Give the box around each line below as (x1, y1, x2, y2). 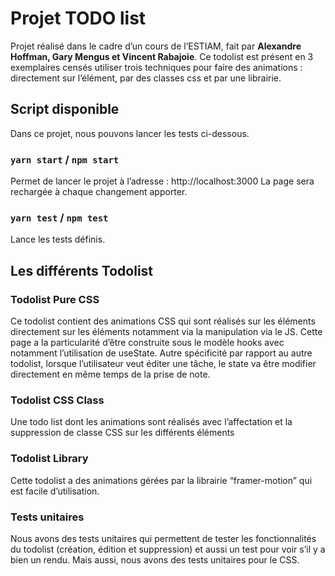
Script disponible (10, 101, 120, 118)
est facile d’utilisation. (10, 485, 100, 497)
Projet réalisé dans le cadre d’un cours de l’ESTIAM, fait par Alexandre (10, 40, 302, 52)
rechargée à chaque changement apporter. (10, 186, 188, 198)
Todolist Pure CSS (10, 292, 100, 306)
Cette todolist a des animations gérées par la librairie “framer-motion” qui (10, 474, 313, 486)
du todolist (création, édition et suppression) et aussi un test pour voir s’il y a (10, 543, 326, 555)
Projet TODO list (10, 7, 147, 30)
